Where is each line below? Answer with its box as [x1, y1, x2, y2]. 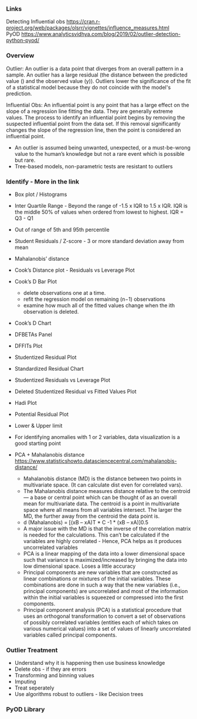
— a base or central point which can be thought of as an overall [23, 494, 177, 501]
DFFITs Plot [14, 342, 43, 349]
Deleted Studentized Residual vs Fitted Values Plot [14, 388, 137, 395]
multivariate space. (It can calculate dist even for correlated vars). [23, 481, 183, 488]
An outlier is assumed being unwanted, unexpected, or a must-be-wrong [14, 144, 191, 151]
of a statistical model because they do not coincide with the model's [6, 84, 171, 91]
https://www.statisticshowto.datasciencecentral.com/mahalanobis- [14, 457, 177, 464]
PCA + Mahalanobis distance [14, 451, 85, 458]
